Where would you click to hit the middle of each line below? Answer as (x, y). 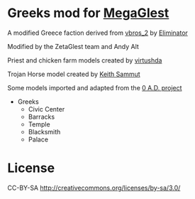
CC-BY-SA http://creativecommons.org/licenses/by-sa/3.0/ (94, 188)
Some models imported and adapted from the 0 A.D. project (95, 87)
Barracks (41, 117)
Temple (39, 124)
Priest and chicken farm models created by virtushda (85, 60)
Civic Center (46, 109)
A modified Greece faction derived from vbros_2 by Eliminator (97, 33)
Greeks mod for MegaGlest (88, 13)
